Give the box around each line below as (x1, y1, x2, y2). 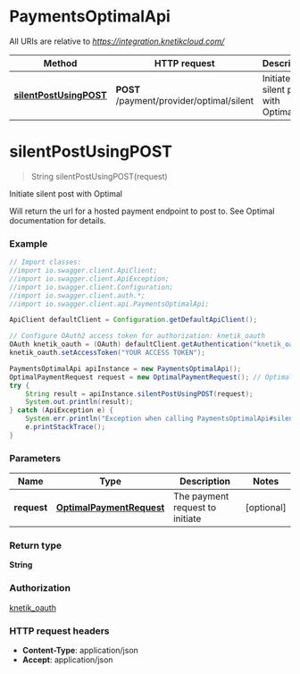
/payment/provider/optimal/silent (115, 94, 254, 106)
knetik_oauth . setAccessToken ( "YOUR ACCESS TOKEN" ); (9, 349, 205, 358)
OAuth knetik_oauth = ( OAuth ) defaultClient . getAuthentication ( (9, 340, 254, 350)
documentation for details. (9, 215, 106, 225)
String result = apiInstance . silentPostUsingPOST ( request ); (25, 389, 254, 399)
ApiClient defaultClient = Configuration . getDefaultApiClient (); (9, 316, 257, 324)
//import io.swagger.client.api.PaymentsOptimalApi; (9, 299, 210, 308)
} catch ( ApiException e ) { (9, 406, 114, 415)
